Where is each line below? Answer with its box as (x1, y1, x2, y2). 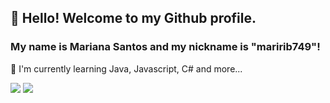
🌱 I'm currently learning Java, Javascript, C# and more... (10, 62, 243, 75)
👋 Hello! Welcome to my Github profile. (10, 10, 257, 27)
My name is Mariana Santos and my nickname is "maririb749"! (10, 40, 321, 54)
